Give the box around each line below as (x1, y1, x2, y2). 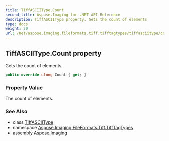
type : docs (5, 21, 28, 27)
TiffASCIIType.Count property (5, 49, 102, 58)
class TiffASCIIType (12, 119, 54, 125)
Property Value (5, 84, 43, 91)
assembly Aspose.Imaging (12, 130, 68, 136)
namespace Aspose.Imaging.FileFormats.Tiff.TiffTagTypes (12, 125, 133, 131)
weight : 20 (5, 26, 28, 31)
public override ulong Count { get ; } (5, 72, 87, 77)
